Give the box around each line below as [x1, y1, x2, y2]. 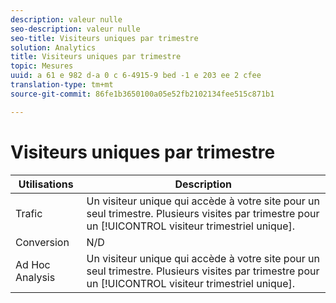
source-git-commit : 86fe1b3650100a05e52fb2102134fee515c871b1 [10, 89, 275, 99]
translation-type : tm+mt [10, 80, 114, 90]
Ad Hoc [15, 257, 51, 271]
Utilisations [18, 177, 74, 191]
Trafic [15, 206, 43, 220]
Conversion [15, 235, 70, 249]
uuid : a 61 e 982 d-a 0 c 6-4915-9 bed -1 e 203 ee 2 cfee [10, 71, 262, 81]
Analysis [15, 270, 56, 284]
